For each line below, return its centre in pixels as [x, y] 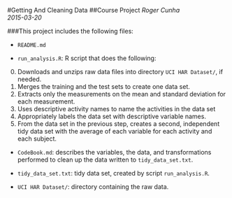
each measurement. [46, 101]
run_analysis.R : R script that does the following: [87, 58]
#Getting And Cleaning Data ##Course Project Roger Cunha [94, 10]
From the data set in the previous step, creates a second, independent [118, 124]
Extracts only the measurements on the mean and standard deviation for [121, 94]
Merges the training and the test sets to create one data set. [103, 86]
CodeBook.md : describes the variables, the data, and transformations [114, 152]
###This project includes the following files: [71, 31]
